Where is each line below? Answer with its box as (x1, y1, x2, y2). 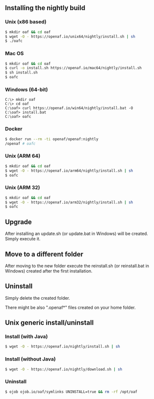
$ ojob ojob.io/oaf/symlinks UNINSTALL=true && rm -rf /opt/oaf (5, 389, 138, 394)
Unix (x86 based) (5, 18, 47, 25)
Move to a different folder (5, 250, 84, 258)
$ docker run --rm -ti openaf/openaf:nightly (5, 136, 98, 142)
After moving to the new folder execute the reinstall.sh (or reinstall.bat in (5, 263, 149, 269)
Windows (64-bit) (5, 86, 48, 93)
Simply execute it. (5, 236, 41, 242)
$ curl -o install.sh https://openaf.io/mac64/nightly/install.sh (5, 66, 142, 71)
